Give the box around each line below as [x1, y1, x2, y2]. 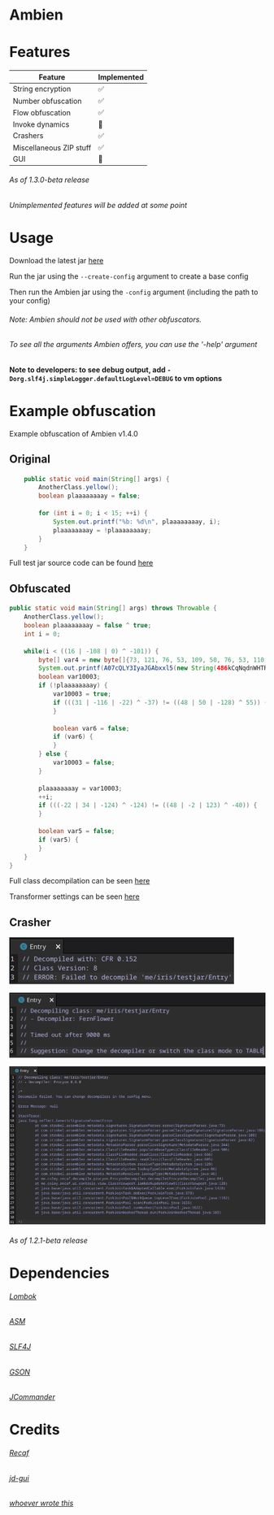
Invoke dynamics [12, 119, 70, 129]
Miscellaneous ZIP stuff [12, 142, 92, 152]
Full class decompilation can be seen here [9, 876, 150, 886]
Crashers [12, 131, 44, 141]
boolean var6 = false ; [52, 724, 130, 732]
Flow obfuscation [12, 107, 72, 117]
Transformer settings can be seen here [9, 892, 141, 901]
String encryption [12, 84, 72, 94]
